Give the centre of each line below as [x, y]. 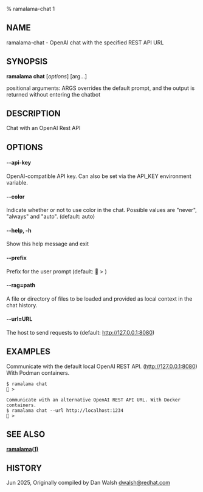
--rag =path [21, 285]
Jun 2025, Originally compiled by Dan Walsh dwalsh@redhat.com [88, 483]
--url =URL [19, 319]
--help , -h [19, 230]
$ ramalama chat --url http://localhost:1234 [65, 410]
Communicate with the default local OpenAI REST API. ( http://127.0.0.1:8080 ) [102, 366]
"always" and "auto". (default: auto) [51, 217]
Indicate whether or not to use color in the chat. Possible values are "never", [102, 210]
